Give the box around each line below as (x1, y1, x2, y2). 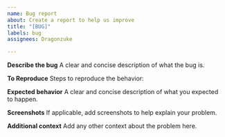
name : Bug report (7, 10, 57, 17)
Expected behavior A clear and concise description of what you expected (7, 88, 219, 96)
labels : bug (7, 29, 42, 37)
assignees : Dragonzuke (7, 36, 73, 43)
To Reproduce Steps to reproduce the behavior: (7, 74, 144, 83)
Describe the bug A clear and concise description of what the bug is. (7, 61, 205, 69)
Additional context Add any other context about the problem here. (7, 122, 197, 130)
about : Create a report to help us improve (7, 17, 135, 24)
